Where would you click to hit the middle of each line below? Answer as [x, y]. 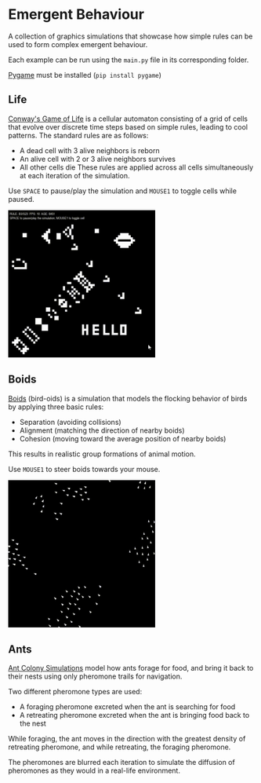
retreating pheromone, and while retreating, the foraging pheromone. [120, 747]
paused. [22, 199]
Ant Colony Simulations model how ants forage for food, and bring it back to [131, 668]
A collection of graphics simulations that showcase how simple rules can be [130, 36]
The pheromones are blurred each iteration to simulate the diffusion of [121, 763]
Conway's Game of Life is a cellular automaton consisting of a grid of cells [128, 119]
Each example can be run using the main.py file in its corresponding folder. [129, 60]
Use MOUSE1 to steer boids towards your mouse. [84, 469]
